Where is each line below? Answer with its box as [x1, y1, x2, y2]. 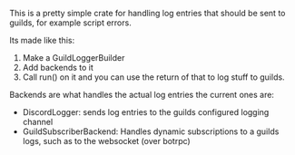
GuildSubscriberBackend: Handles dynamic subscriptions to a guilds [22, 126, 280, 137]
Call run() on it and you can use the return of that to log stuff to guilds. [22, 72, 285, 82]
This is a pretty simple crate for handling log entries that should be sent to [9, 8, 286, 18]
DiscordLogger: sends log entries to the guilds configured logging [22, 107, 270, 117]
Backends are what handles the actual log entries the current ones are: [9, 90, 275, 100]
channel [22, 117, 54, 127]
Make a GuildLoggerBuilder [22, 53, 125, 63]
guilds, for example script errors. [9, 17, 132, 28]
